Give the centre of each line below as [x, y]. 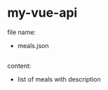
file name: [22, 32]
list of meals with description [59, 80]
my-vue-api [42, 13]
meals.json [33, 45]
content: [19, 66]
